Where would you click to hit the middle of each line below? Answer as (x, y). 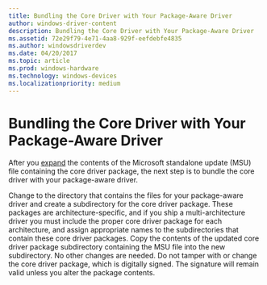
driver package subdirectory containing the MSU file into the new (117, 247)
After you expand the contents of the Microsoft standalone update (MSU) (130, 163)
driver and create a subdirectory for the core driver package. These (121, 204)
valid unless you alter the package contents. (82, 273)
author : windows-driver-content (63, 23)
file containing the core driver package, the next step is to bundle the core (131, 171)
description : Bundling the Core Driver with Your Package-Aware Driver (131, 31)
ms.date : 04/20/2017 (43, 53)
